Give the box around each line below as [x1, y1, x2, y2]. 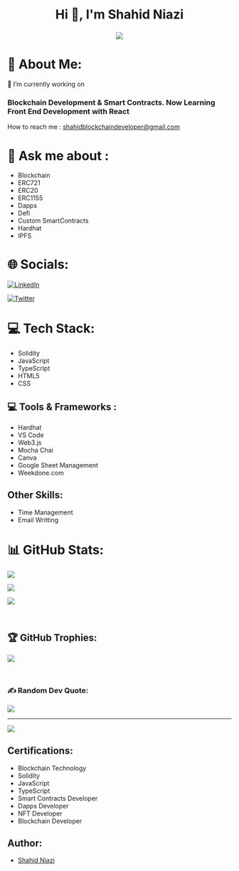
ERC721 [17, 179, 41, 187]
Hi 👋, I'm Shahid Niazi [55, 6, 184, 23]
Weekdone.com [17, 468, 64, 477]
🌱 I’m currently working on [7, 80, 85, 88]
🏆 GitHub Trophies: [7, 632, 97, 644]
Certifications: [7, 745, 73, 757]
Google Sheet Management [17, 460, 98, 469]
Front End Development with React [7, 106, 129, 116]
